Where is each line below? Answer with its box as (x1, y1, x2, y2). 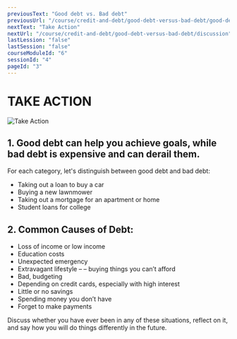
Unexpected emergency (17, 257, 88, 266)
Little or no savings (17, 287, 73, 296)
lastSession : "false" (7, 43, 71, 50)
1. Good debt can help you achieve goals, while (7, 137, 217, 149)
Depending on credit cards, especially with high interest (17, 280, 180, 288)
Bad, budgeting (17, 273, 63, 281)
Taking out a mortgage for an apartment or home (17, 196, 160, 204)
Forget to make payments (17, 302, 92, 311)
